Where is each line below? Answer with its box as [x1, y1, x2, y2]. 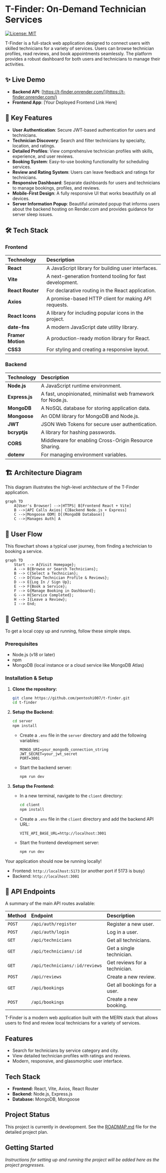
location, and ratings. [12, 142, 56, 148]
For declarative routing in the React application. [46, 287, 156, 294]
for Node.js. [41, 396, 68, 403]
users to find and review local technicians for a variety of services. [5, 1020, 141, 1026]
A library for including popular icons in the [46, 309, 144, 316]
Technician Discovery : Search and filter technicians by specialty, [12, 138, 146, 143]
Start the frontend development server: [19, 839, 100, 845]
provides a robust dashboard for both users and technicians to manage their [5, 56, 161, 62]
